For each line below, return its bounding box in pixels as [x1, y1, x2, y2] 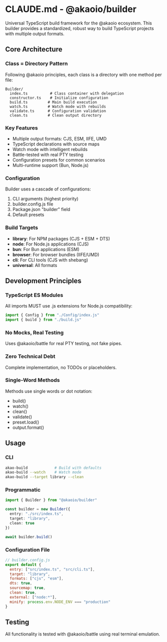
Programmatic [5, 486, 41, 493]
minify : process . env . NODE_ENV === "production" [9, 599, 111, 604]
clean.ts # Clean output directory [9, 112, 101, 118]
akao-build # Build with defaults [5, 465, 101, 470]
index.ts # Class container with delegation [9, 91, 124, 96]
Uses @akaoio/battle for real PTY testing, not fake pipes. [5, 340, 122, 346]
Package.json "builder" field [12, 206, 70, 212]
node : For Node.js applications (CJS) [12, 241, 89, 247]
